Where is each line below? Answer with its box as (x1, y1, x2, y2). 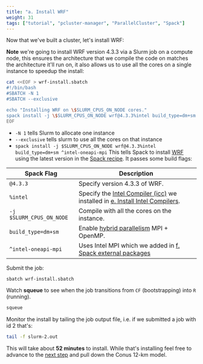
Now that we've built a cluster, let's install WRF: (6, 37, 124, 44)
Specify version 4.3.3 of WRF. (78, 179, 164, 188)
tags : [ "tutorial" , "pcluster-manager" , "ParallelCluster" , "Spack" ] (6, 20, 185, 26)
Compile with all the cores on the (78, 206, 172, 215)
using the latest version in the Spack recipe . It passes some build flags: (14, 155, 192, 162)
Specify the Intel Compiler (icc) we (78, 189, 177, 197)
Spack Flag (24, 169, 57, 177)
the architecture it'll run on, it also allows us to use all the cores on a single (6, 61, 192, 68)
